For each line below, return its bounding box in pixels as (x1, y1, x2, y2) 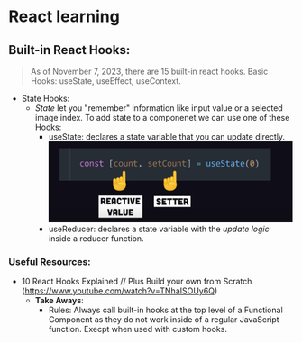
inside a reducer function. (48, 233, 145, 244)
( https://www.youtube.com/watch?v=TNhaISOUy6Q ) (21, 285, 218, 296)
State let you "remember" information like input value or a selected (34, 103, 283, 113)
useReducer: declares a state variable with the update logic (48, 223, 270, 235)
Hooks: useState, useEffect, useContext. (30, 76, 181, 86)
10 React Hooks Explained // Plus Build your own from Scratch (21, 276, 252, 287)
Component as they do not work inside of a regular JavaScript (48, 314, 280, 325)
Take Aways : (34, 295, 85, 306)
